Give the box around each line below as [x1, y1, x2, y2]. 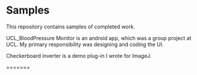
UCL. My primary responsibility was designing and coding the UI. [6, 41, 164, 48]
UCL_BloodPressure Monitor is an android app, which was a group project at [6, 34, 192, 41]
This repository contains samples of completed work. [6, 23, 135, 30]
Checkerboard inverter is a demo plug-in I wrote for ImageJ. [6, 52, 152, 59]
